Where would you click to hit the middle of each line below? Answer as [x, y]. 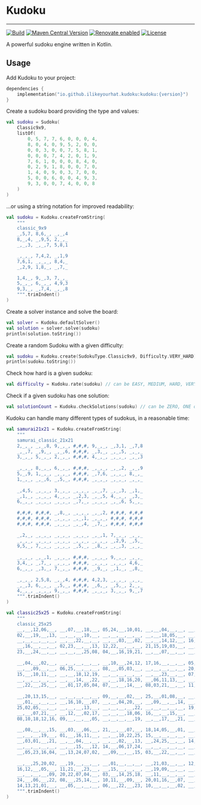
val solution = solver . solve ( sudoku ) [53, 328]
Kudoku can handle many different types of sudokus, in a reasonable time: [98, 418]
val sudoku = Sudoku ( [33, 122]
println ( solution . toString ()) [44, 334]
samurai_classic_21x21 [45, 440]
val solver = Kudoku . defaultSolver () [53, 322]
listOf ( [26, 133]
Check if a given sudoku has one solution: [58, 396]
